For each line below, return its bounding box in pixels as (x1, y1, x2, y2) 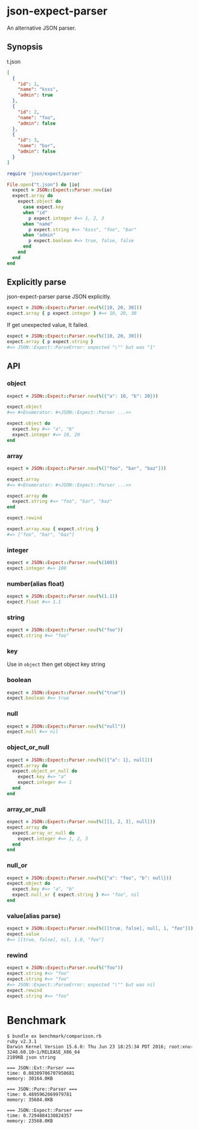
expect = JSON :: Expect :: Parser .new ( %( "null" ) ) (7, 723, 126, 729)
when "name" (22, 221, 53, 227)
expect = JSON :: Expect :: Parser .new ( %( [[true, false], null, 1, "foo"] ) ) (7, 925, 194, 931)
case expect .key (22, 204, 64, 210)
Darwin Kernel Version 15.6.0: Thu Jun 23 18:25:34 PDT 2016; (7, 1044, 166, 1050)
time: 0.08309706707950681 (7, 1070, 75, 1077)
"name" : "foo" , (17, 114, 56, 120)
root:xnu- (168, 1044, 194, 1050)
